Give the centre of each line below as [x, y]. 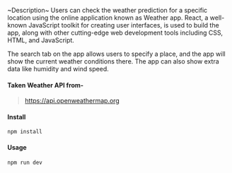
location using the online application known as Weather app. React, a [108, 18]
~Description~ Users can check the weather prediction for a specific [108, 10]
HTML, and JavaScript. [41, 40]
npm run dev [25, 162]
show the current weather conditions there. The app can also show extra [113, 61]
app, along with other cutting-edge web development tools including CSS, [115, 32]
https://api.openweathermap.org [72, 101]
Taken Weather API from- [45, 85]
